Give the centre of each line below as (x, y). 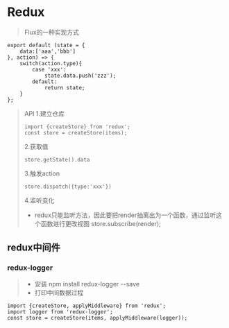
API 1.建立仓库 (44, 113)
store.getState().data (57, 159)
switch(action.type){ (51, 63)
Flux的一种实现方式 (52, 32)
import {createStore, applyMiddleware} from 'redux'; (87, 306)
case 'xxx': (50, 69)
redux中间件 (34, 248)
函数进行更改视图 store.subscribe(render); (101, 223)
